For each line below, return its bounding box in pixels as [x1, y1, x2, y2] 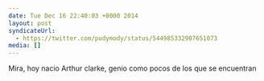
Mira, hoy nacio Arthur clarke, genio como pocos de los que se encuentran [8, 63, 257, 73]
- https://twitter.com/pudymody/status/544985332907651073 [15, 34, 218, 43]
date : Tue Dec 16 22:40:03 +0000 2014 [8, 11, 138, 20]
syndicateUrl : [8, 26, 56, 34]
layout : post [8, 19, 52, 27]
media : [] [8, 42, 42, 50]
